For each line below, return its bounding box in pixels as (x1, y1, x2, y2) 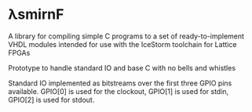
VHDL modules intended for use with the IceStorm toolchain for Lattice (8, 39, 237, 49)
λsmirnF (8, 5, 64, 23)
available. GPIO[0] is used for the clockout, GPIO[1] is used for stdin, (8, 86, 229, 96)
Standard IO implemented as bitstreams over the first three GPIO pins (8, 78, 232, 88)
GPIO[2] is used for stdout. (8, 95, 95, 104)
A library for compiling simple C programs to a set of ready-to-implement (8, 31, 245, 41)
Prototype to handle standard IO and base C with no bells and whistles (8, 63, 236, 72)
